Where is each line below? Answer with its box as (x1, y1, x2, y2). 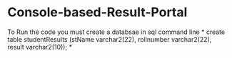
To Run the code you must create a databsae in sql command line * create (7, 28, 226, 36)
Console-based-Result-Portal (7, 4, 188, 21)
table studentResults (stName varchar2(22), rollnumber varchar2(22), (7, 35, 212, 43)
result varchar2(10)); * (7, 42, 73, 51)
